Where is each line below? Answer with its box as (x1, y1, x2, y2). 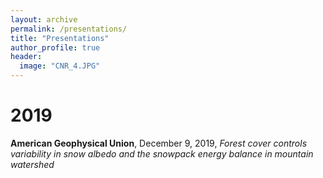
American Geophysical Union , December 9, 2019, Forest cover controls (10, 137, 308, 149)
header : (10, 52, 43, 62)
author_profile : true (10, 42, 101, 53)
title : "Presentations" (10, 33, 110, 43)
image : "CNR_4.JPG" (19, 61, 101, 71)
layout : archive (10, 14, 78, 25)
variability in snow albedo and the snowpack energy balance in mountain (10, 147, 314, 160)
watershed (10, 158, 55, 170)
